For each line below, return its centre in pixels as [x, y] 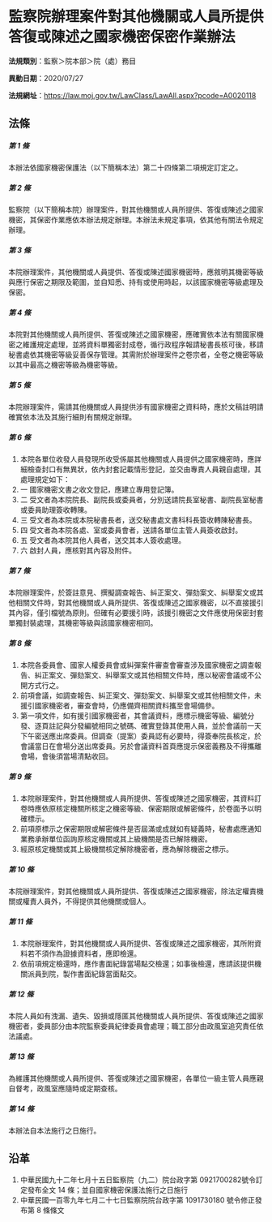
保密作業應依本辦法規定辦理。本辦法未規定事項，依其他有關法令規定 [150, 220]
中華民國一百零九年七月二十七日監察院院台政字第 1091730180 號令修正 [137, 1200]
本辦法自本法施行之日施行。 [55, 1130]
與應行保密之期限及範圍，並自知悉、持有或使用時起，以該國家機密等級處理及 [136, 282]
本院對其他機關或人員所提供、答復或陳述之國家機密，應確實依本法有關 [125, 334]
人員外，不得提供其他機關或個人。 [93, 901]
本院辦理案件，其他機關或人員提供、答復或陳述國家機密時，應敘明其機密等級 [136, 272]
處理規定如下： [45, 480]
